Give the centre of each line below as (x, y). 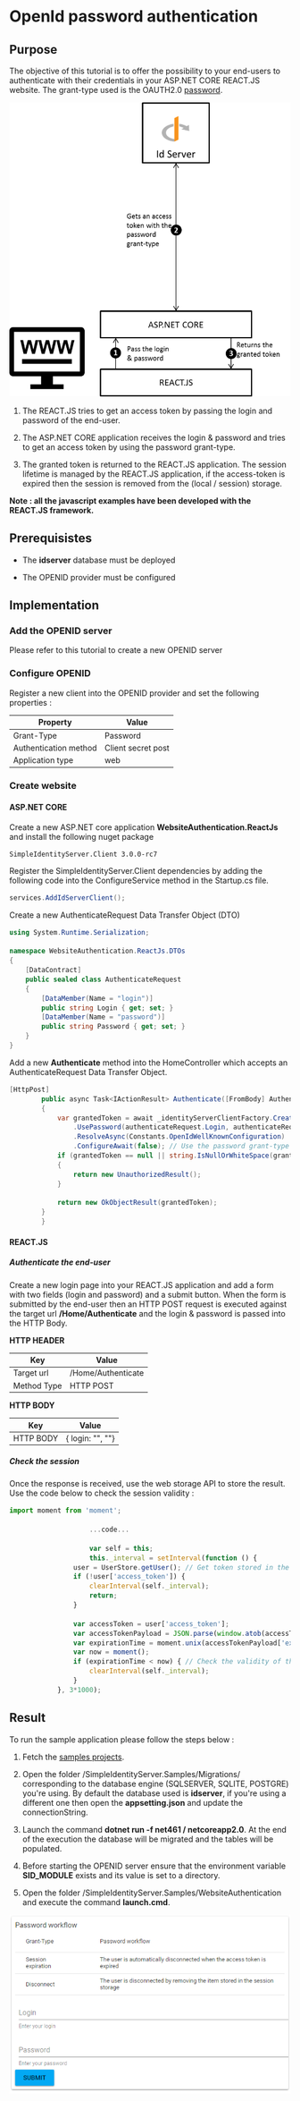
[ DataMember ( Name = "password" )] (104, 1017)
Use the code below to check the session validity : (102, 1493)
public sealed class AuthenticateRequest (103, 979)
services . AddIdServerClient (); (67, 898)
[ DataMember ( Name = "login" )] (97, 998)
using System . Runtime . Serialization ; (79, 932)
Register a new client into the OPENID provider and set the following (134, 693)
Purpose (33, 50)
